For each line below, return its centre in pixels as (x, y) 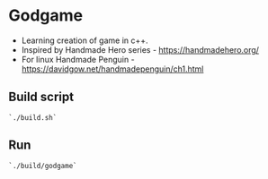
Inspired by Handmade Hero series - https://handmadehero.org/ (140, 49)
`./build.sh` (33, 117)
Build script (41, 97)
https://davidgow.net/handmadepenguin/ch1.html (112, 69)
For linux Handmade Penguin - (78, 59)
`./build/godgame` (43, 166)
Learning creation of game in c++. (85, 40)
